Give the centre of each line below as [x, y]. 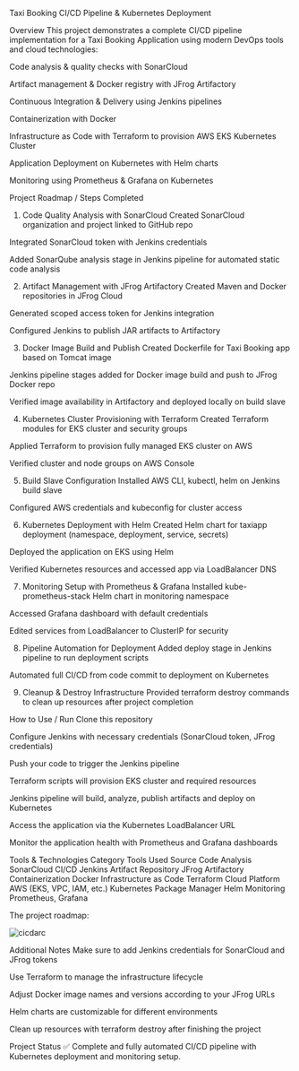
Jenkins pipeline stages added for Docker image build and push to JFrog [143, 375]
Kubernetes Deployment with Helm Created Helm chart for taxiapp [145, 525]
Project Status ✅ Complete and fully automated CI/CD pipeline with [133, 1046]
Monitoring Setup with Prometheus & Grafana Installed [123, 587]
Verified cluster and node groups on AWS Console [102, 463]
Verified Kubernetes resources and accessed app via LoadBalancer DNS [143, 569]
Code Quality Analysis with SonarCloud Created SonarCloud [133, 215]
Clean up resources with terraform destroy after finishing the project [135, 1029]
